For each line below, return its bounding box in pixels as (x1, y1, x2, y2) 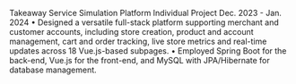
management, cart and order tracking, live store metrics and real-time (9, 36, 267, 46)
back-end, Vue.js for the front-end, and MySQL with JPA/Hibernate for (9, 55, 271, 65)
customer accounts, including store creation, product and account (9, 27, 254, 37)
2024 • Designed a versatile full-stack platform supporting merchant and (9, 17, 280, 28)
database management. (9, 64, 97, 75)
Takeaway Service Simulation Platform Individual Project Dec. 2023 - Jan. (9, 8, 283, 18)
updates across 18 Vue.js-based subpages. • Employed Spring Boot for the (9, 46, 287, 56)
